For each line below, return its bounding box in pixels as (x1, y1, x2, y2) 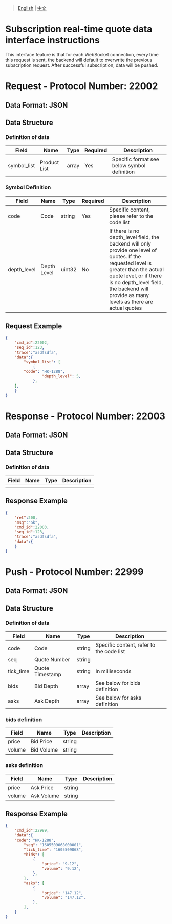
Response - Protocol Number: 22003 (5, 410, 165, 422)
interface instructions (5, 34, 100, 46)
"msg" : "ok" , (14, 520, 40, 525)
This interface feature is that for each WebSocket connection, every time (5, 51, 159, 57)
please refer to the (109, 212, 154, 219)
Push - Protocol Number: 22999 (5, 566, 144, 578)
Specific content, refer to (95, 641, 156, 648)
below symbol (112, 162, 146, 169)
